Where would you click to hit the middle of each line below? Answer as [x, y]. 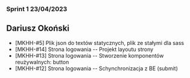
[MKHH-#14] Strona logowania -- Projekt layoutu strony [84, 49]
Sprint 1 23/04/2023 [37, 9]
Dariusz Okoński [38, 28]
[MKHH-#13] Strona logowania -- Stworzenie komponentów [89, 55]
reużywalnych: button [42, 62]
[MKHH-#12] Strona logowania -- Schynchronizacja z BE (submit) [96, 68]
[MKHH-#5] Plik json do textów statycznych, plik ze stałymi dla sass [100, 43]
